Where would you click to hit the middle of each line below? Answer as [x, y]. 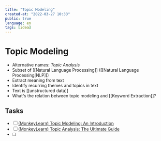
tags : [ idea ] [18, 28]
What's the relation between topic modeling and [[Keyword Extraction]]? [84, 96]
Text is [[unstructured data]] [40, 91]
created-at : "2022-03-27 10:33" [37, 14]
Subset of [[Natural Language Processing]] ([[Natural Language [75, 70]
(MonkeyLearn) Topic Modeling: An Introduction [66, 123]
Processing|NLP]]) [30, 75]
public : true [18, 18]
